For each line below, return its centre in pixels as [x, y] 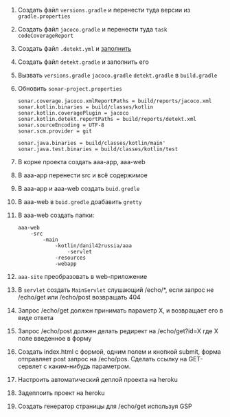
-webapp [66, 264]
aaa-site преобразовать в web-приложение [82, 277]
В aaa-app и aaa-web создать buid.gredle [79, 189]
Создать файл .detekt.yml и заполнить [74, 48]
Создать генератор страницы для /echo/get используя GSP [105, 406]
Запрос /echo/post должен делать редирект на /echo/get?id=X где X [118, 331]
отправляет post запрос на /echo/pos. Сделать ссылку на [102, 359]
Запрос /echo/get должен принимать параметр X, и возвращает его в [120, 311]
